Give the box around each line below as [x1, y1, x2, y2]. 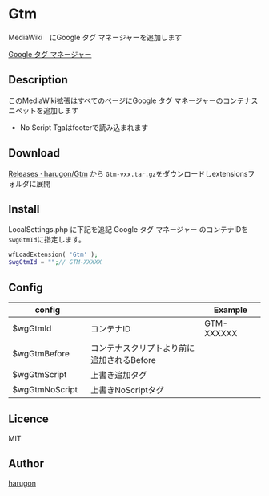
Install [8, 202, 40, 216]
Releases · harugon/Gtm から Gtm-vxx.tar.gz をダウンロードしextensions [8, 169, 248, 178]
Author [8, 457, 44, 470]
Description [8, 73, 68, 87]
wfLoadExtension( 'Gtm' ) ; [8, 250, 98, 259]
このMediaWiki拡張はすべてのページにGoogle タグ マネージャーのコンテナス [8, 96, 259, 105]
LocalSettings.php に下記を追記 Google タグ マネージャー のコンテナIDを [8, 225, 249, 234]
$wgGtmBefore [12, 348, 70, 359]
